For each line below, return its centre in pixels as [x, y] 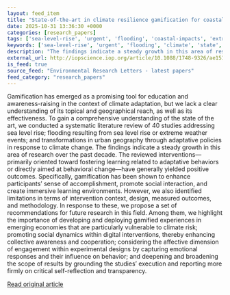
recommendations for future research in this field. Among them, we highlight [115, 213]
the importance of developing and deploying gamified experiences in [104, 220]
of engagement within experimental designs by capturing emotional [102, 249]
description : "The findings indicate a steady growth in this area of [110, 52]
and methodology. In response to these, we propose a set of [92, 205]
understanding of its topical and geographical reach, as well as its [100, 111]
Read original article [35, 284]
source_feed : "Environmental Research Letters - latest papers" [101, 70]
